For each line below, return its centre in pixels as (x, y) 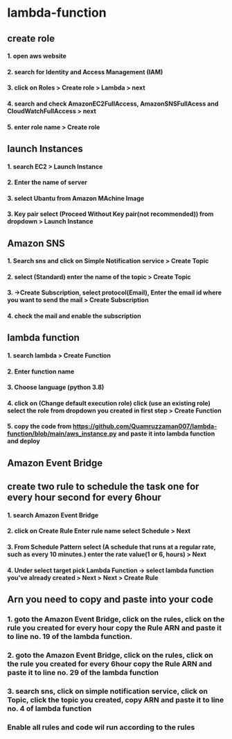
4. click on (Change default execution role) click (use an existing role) (109, 403)
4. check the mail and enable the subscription (74, 316)
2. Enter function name (41, 371)
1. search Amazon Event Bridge (53, 515)
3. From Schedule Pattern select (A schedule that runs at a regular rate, (111, 547)
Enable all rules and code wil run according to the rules (101, 727)
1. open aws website (37, 56)
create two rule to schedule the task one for (103, 487)
